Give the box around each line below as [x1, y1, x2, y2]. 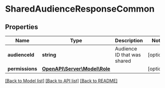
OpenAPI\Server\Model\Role [42, 66, 110, 72]
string [42, 52, 56, 58]
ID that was [115, 52, 141, 58]
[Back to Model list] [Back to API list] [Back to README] [5, 78, 118, 84]
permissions [7, 66, 38, 72]
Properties [5, 23, 38, 31]
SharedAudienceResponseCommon [5, 3, 155, 15]
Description [115, 37, 143, 44]
